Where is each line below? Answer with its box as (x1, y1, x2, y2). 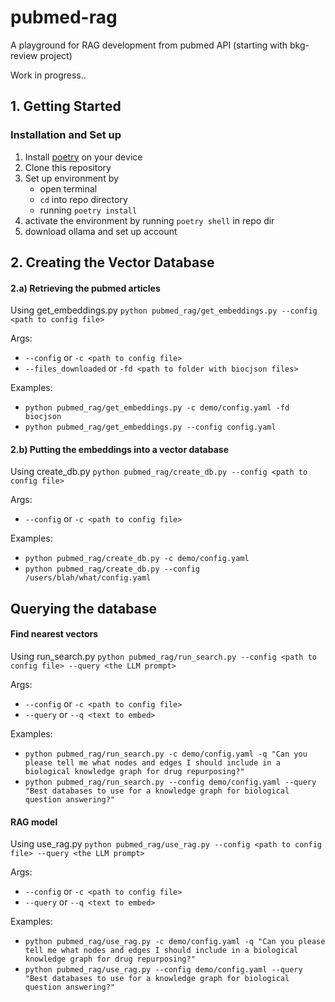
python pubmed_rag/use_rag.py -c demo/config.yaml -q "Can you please (24, 937, 326, 947)
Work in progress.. (10, 69, 87, 81)
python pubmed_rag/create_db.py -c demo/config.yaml (24, 554, 250, 564)
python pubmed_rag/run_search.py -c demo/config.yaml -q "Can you (24, 749, 308, 760)
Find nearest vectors (10, 628, 99, 640)
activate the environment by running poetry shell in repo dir (24, 214, 275, 226)
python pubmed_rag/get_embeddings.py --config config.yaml (24, 422, 277, 433)
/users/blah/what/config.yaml (24, 573, 152, 583)
